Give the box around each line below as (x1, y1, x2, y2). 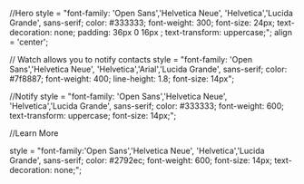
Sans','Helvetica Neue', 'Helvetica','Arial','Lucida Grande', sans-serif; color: (9, 63, 288, 74)
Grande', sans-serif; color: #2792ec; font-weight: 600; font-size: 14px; (9, 155, 272, 166)
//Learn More (9, 128, 59, 139)
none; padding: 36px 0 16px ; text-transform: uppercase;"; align (54, 27, 293, 37)
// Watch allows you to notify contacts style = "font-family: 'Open (9, 54, 253, 64)
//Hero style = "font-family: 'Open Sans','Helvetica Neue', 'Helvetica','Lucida (9, 8, 293, 18)
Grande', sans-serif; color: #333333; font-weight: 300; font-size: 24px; (9, 17, 275, 28)
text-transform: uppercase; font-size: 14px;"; (9, 111, 177, 121)
